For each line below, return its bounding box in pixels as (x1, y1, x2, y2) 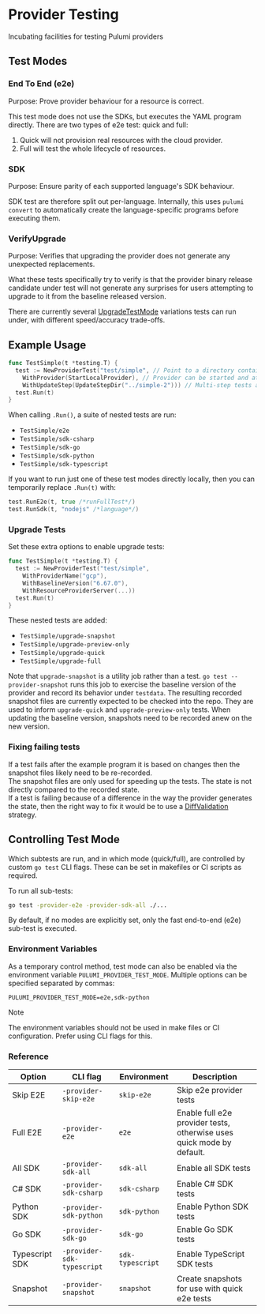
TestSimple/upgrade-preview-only (19, 641, 130, 649)
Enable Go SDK (176, 1224, 233, 1235)
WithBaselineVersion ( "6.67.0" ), (22, 579, 129, 587)
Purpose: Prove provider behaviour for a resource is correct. (8, 96, 204, 106)
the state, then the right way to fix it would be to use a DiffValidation (8, 801, 229, 811)
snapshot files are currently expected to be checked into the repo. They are (8, 697, 254, 706)
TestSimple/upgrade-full (19, 657, 102, 665)
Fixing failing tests (8, 741, 80, 752)
